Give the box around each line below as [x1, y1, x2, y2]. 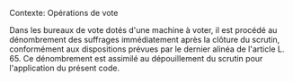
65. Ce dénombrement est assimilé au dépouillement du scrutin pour [9, 53, 263, 63]
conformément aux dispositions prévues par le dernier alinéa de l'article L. [9, 44, 285, 54]
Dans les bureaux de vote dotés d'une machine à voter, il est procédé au [9, 25, 278, 35]
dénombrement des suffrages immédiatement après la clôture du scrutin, [9, 35, 280, 45]
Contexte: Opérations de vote [9, 8, 119, 18]
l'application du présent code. [9, 62, 120, 73]
